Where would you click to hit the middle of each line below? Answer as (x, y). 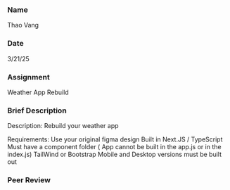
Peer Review (29, 180)
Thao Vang (23, 25)
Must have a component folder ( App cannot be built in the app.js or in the (114, 147)
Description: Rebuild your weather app (63, 126)
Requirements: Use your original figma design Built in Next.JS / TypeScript (115, 139)
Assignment (29, 77)
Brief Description (37, 110)
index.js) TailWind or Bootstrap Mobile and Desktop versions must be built (114, 154)
